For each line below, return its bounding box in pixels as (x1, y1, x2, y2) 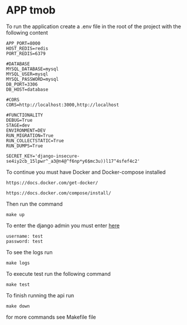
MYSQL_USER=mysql (6, 71, 49, 77)
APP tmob (6, 4, 56, 17)
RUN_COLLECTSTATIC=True (6, 138, 64, 143)
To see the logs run (6, 248, 53, 255)
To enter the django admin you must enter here (6, 222, 120, 229)
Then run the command (6, 200, 63, 207)
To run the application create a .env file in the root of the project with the (6, 23, 182, 30)
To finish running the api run (6, 292, 74, 299)
